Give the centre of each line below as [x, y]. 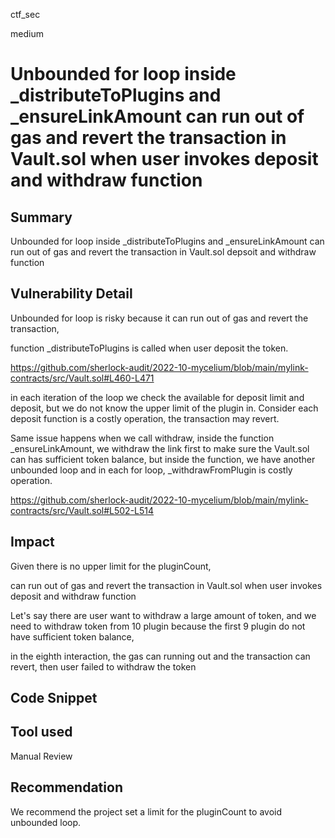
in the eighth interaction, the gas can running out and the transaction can [160, 656]
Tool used [41, 732]
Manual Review [41, 756]
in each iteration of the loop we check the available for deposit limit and [157, 397]
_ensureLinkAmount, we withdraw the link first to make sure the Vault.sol [160, 448]
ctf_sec [25, 14]
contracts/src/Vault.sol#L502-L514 [82, 510]
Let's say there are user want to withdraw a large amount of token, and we [163, 615]
